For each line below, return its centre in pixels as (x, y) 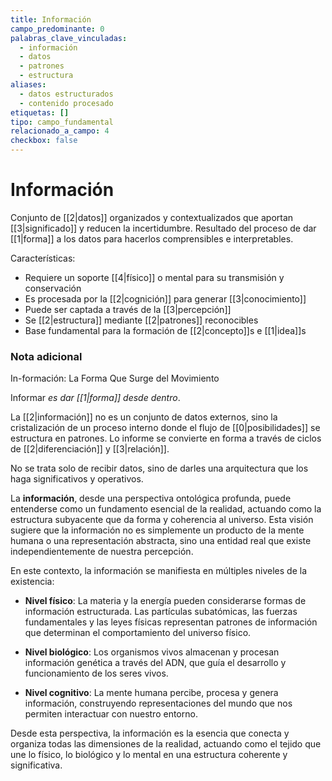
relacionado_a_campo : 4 (60, 131)
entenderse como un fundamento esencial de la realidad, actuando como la (166, 509)
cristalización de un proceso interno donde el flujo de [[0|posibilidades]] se (165, 428)
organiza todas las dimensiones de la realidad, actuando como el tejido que (166, 744)
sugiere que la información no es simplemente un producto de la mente (157, 530)
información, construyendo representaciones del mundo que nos (158, 703)
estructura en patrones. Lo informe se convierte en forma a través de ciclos (166, 438)
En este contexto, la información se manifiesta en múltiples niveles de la (159, 571)
